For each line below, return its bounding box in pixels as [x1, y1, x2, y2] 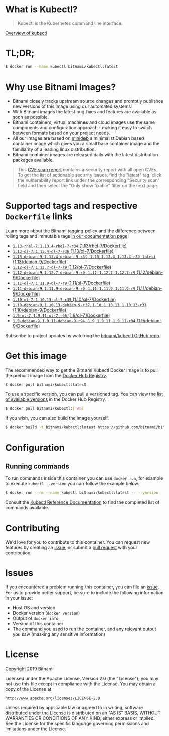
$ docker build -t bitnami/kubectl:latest [5, 425, 96, 430]
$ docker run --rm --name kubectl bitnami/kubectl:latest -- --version [5, 490, 158, 495]
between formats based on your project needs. [12, 130, 110, 136]
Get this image [5, 350, 67, 361]
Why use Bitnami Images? [5, 81, 116, 93]
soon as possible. [12, 114, 49, 120]
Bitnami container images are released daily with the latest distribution [12, 151, 158, 157]
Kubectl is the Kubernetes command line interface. [17, 20, 123, 26]
